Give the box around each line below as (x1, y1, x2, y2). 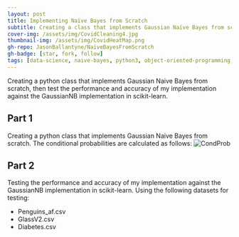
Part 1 (7, 112, 33, 125)
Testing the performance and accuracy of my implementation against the (7, 178, 221, 187)
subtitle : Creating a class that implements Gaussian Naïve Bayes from (7, 24, 224, 31)
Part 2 (7, 159, 35, 171)
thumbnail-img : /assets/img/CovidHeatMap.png (7, 37, 144, 44)
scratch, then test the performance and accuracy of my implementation (7, 84, 217, 93)
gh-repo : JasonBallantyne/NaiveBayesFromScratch (7, 44, 154, 51)
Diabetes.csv (17, 223, 57, 231)
